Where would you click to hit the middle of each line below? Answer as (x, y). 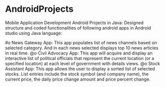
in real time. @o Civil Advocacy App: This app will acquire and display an (79, 53)
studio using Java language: (34, 33)
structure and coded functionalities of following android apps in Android (78, 28)
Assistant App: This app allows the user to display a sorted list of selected (80, 69)
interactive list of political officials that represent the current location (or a (80, 58)
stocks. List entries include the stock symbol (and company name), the (77, 74)
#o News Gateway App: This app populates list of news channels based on (81, 42)
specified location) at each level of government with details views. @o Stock (82, 63)
